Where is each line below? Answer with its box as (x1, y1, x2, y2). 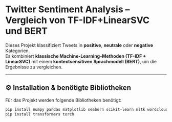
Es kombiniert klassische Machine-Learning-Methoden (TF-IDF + (5, 53, 146, 59)
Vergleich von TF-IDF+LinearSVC (5, 14, 150, 26)
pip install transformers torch (5, 111, 74, 117)
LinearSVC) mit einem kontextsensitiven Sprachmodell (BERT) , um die (5, 58, 157, 64)
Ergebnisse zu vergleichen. (5, 64, 63, 70)
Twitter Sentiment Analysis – (5, 4, 130, 15)
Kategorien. (5, 47, 30, 54)
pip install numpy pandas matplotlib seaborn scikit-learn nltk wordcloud (5, 107, 168, 112)
